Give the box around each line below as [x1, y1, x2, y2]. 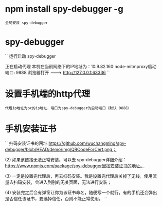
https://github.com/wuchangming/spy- [48, 140, 126, 146]
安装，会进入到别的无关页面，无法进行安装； [21, 179, 112, 185]
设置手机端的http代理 [5, 88, 90, 100]
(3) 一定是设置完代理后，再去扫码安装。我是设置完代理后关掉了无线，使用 [5, 173, 153, 179]
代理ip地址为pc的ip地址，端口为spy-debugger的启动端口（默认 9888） [5, 105, 131, 110]
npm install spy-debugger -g [5, 3, 124, 15]
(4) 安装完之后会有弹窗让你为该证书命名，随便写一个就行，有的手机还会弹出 [5, 189, 157, 195]
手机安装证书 [5, 123, 57, 134]
